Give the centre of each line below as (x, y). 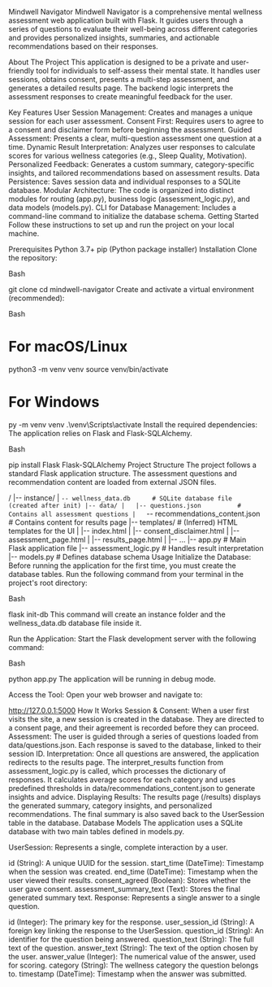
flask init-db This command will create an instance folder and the (117, 614)
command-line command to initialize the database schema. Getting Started (134, 216)
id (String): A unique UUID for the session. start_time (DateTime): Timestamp (136, 863)
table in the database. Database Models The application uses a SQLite (126, 823)
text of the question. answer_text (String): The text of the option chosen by (133, 948)
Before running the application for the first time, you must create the (123, 566)
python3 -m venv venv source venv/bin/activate (89, 369)
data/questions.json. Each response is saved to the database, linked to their (135, 745)
